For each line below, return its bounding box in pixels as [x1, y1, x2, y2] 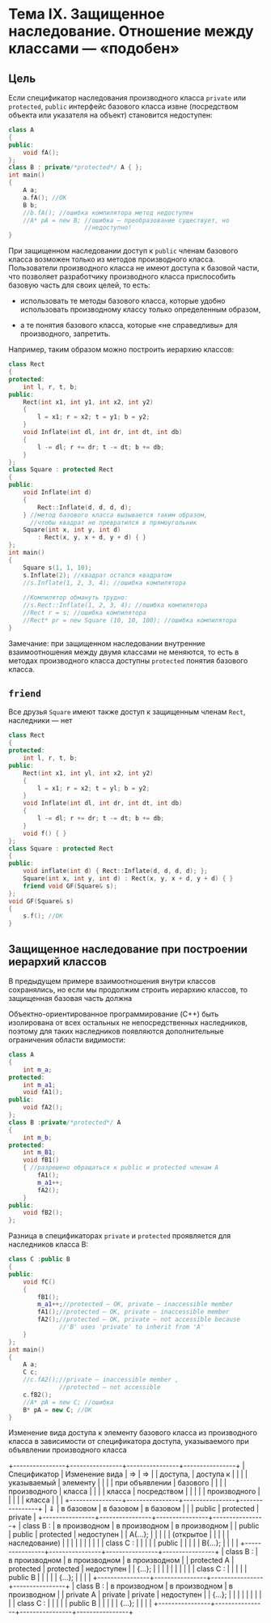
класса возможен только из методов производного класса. [8, 254, 216, 264]
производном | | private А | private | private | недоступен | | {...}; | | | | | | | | [8, 1590, 262, 1600]
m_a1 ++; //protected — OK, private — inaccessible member [37, 1301, 233, 1309]
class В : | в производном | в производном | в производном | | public [23, 1521, 260, 1531]
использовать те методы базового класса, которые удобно [19, 296, 226, 306]
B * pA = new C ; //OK [23, 1406, 92, 1414]
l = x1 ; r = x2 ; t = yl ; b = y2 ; [37, 784, 150, 792]
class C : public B [8, 1255, 70, 1263]
